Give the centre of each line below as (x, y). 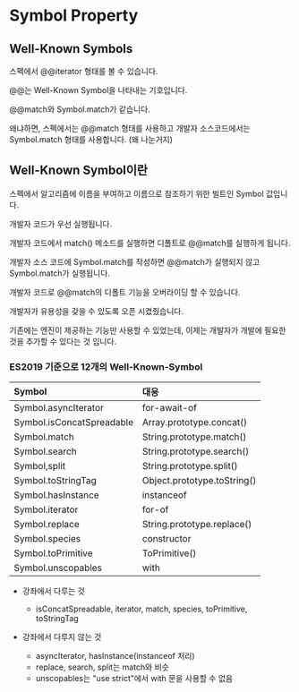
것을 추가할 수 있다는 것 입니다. (63, 341)
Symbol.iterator (46, 509)
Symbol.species (47, 539)
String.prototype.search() (196, 451)
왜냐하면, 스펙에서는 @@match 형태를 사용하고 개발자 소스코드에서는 (130, 128)
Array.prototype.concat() (195, 423)
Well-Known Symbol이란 (79, 171)
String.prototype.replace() (197, 525)
